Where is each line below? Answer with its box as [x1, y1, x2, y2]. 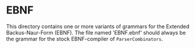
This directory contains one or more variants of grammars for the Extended [6, 23, 190, 30]
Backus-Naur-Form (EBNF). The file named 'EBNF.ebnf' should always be [6, 29, 186, 36]
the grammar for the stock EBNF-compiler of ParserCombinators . [6, 35, 163, 42]
